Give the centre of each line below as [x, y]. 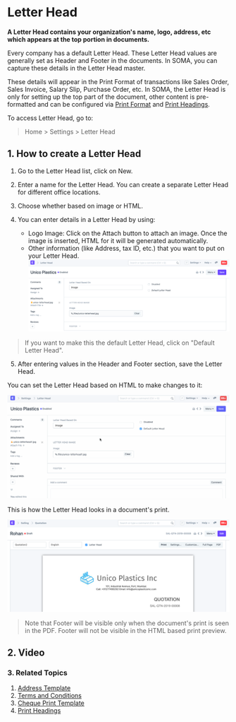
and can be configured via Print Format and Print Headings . [124, 104]
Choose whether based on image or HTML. [80, 206]
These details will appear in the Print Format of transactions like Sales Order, [118, 81]
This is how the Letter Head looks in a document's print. [88, 510]
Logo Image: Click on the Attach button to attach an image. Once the [128, 233]
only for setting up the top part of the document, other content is [101, 97]
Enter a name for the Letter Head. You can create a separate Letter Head [123, 184]
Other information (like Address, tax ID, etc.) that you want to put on [126, 248]
